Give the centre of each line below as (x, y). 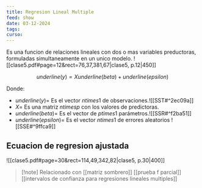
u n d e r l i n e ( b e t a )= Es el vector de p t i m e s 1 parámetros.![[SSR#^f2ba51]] (103, 114)
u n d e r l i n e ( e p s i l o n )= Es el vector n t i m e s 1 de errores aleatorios (92, 120)
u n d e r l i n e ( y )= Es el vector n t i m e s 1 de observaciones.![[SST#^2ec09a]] (104, 101)
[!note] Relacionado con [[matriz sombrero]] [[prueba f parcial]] (101, 172)
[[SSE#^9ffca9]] (35, 126)
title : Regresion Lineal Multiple (50, 12)
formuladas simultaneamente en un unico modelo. (69, 59)
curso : (15, 35)
